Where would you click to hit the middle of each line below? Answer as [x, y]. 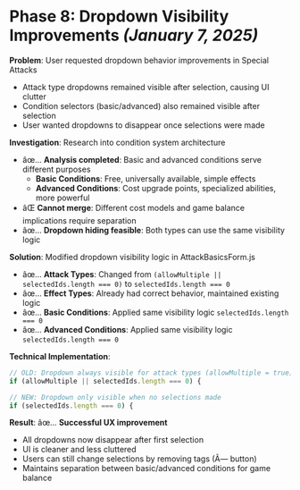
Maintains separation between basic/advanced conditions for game [146, 469]
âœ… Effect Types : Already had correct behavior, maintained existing [150, 293]
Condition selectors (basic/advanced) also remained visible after [141, 106]
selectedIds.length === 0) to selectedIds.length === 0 [126, 283]
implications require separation [79, 220]
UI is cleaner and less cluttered [79, 450]
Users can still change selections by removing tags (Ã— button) [139, 459]
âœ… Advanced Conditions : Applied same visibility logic [128, 329]
